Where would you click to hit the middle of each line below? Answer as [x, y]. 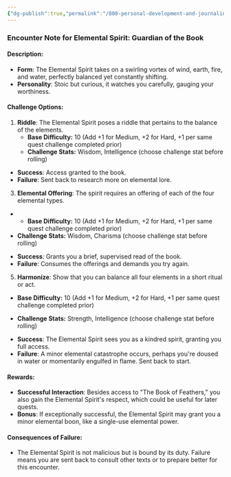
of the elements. [40, 130]
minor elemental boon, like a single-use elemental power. [98, 422]
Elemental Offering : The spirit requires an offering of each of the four [115, 193]
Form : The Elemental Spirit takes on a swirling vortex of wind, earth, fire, [120, 69]
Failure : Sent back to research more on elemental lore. [94, 179]
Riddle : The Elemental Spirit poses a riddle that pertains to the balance [117, 122]
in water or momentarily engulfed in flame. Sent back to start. [104, 361]
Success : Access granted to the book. [71, 172]
